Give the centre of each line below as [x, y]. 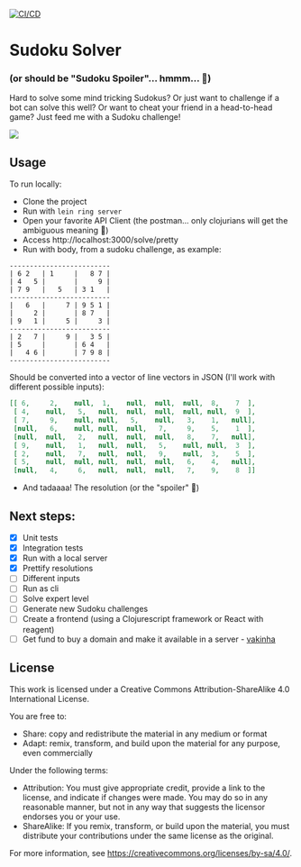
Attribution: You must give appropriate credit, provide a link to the [144, 788]
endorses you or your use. [71, 817]
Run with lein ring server [72, 211]
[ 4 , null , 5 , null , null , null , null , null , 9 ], [134, 412]
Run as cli [41, 589]
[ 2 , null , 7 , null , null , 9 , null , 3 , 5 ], [134, 454]
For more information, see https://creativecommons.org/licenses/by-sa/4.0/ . [151, 853]
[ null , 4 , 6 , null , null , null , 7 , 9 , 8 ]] [134, 470]
